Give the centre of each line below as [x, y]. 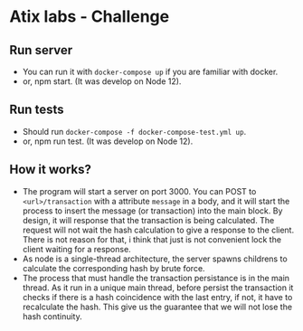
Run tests [37, 110]
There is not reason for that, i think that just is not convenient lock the [152, 239]
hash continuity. [52, 316]
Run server [41, 50]
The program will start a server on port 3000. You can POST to [139, 191]
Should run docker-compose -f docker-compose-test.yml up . [134, 131]
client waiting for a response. [76, 249]
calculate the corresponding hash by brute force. [114, 268]
